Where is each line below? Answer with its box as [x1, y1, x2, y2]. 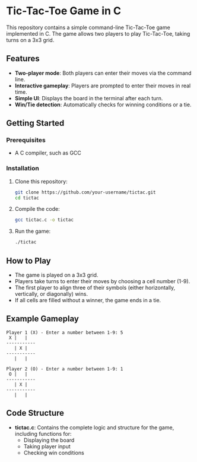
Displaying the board [23, 436, 75, 444]
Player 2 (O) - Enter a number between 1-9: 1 [6, 366, 123, 372]
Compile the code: [14, 205, 61, 213]
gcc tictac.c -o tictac [14, 217, 74, 223]
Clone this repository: [14, 178, 68, 185]
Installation [6, 164, 40, 173]
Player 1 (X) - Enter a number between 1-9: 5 [6, 330, 123, 336]
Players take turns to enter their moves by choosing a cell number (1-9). [14, 278, 190, 285]
